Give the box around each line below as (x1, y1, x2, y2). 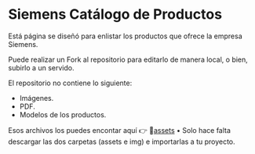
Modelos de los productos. (19, 109, 107, 119)
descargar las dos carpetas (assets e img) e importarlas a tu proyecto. (8, 137, 235, 146)
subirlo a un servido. (8, 63, 75, 72)
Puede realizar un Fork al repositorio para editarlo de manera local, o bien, (8, 55, 249, 64)
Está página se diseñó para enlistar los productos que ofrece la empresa (8, 31, 243, 41)
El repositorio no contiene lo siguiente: (8, 78, 133, 88)
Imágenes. (19, 93, 54, 102)
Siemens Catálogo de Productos (8, 5, 222, 23)
